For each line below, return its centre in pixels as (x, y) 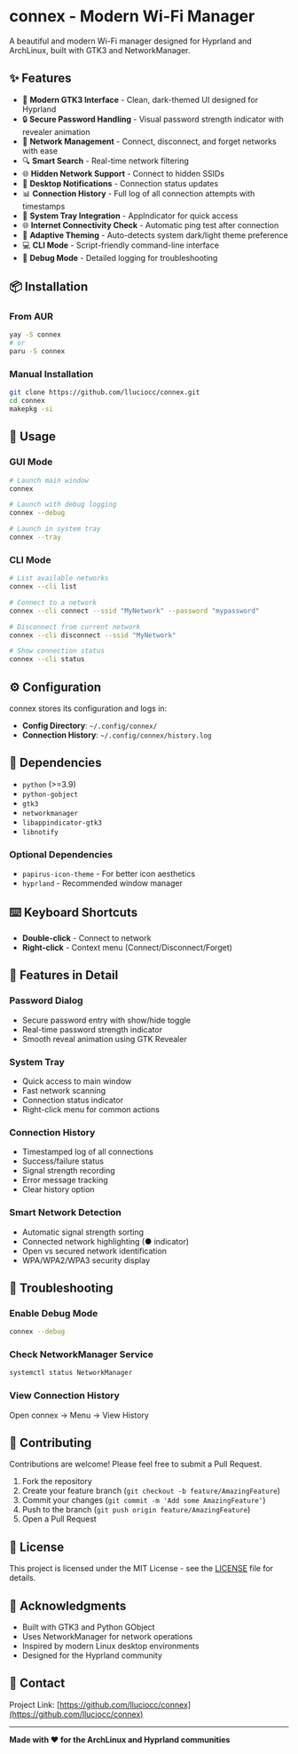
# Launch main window (49, 480)
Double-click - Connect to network (86, 937)
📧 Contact (37, 1683)
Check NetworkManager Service (81, 1355)
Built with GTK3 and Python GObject (88, 1627)
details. (23, 1578)
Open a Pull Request (59, 1519)
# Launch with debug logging (63, 505)
